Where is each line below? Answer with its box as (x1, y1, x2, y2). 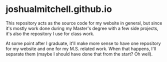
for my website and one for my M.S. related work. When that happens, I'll (5, 45, 156, 51)
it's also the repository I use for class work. (5, 30, 94, 36)
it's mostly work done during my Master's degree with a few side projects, (5, 25, 159, 31)
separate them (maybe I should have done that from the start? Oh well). (5, 51, 153, 57)
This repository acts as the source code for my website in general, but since (5, 20, 162, 26)
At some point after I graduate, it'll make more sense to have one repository (5, 40, 161, 46)
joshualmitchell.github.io (5, 3, 112, 15)
